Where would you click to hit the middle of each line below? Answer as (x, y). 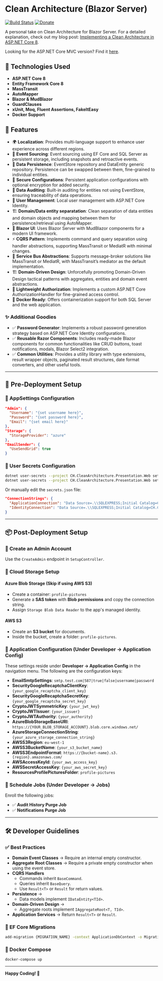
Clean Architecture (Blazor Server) (76, 9)
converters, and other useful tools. (47, 364)
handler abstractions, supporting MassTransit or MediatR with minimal (82, 245)
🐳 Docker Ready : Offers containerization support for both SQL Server (81, 299)
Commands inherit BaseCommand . (51, 879)
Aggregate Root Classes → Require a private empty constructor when (82, 863)
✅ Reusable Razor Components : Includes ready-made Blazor (74, 338)
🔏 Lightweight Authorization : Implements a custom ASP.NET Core (79, 289)
